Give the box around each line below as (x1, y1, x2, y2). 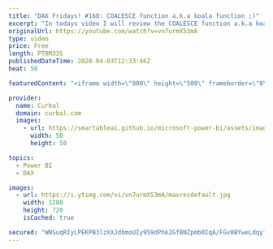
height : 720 (23, 206, 63, 215)
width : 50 (29, 131, 63, 140)
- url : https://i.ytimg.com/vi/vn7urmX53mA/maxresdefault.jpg (15, 191, 231, 200)
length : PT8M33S (8, 49, 63, 58)
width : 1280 (23, 199, 63, 207)
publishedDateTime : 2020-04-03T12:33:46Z (8, 58, 151, 66)
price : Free (8, 42, 49, 50)
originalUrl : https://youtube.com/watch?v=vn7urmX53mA (8, 27, 198, 35)
